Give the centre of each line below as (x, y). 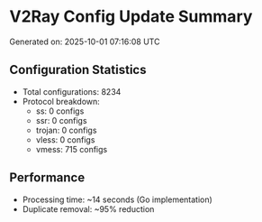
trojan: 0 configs (66, 130)
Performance (47, 178)
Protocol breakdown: (61, 101)
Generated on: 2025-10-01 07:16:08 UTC (85, 42)
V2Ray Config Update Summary (131, 17)
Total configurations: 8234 (72, 91)
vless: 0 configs (65, 139)
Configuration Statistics (78, 70)
